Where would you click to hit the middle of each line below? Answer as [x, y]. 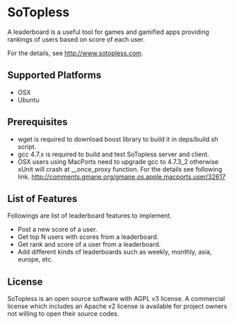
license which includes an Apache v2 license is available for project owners [117, 306]
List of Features [42, 199]
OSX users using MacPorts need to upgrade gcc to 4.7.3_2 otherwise [118, 161]
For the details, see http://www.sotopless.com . [75, 53]
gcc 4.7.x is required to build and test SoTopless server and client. [113, 154]
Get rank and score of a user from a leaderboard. [89, 244]
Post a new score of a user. [57, 230]
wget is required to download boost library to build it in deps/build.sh [118, 139]
